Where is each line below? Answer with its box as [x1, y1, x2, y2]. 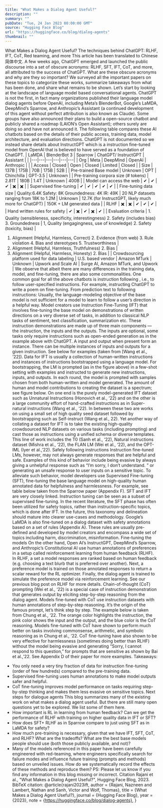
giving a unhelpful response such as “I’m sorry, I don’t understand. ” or [12, 462, 154, 468]
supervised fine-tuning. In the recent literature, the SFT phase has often [12, 498, 157, 504]
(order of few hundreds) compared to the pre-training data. [12, 668, 131, 674]
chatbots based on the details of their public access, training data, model [5, 131, 152, 137]
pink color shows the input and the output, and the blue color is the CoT [12, 617, 156, 623]
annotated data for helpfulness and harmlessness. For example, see [12, 483, 148, 489]
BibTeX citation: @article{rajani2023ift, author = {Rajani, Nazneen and [12, 782, 152, 788]
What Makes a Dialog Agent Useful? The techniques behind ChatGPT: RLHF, [5, 47, 158, 54]
